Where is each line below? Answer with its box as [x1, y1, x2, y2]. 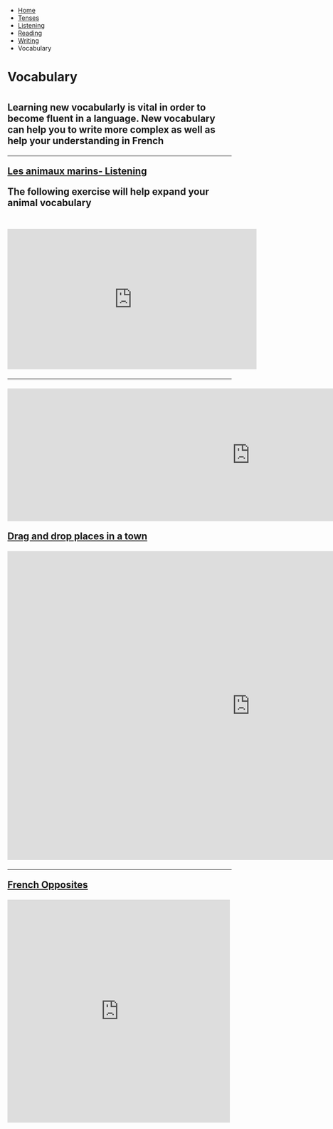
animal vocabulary [7, 197, 92, 209]
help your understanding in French [7, 135, 164, 147]
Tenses [17, 14, 40, 22]
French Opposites [7, 879, 88, 891]
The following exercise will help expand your [7, 185, 210, 198]
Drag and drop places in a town [7, 531, 148, 543]
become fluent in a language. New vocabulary [7, 113, 216, 125]
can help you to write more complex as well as [7, 124, 216, 136]
